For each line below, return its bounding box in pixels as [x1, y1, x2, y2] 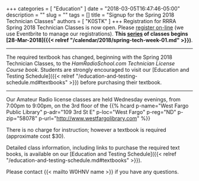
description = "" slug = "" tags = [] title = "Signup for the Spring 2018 [6, 11, 175, 18]
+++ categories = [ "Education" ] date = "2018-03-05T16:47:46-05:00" [6, 5, 181, 12]
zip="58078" [6, 115, 37, 122]
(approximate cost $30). [6, 133, 65, 139]
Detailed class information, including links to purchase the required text [6, 144, 180, 151]
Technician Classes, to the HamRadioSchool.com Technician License [6, 60, 175, 67]
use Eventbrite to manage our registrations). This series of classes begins [6, 30, 188, 37]
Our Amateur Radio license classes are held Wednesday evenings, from [6, 96, 181, 103]
